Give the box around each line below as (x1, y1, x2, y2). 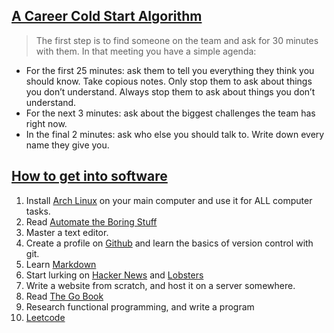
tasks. (25, 205, 51, 217)
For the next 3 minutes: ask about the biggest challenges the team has (25, 107, 316, 119)
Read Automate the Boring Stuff (25, 215, 158, 228)
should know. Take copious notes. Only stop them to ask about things (25, 75, 313, 87)
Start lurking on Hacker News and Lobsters (25, 269, 204, 281)
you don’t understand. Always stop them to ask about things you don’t (25, 85, 316, 98)
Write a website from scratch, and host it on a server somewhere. (25, 279, 296, 291)
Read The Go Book (25, 290, 104, 302)
